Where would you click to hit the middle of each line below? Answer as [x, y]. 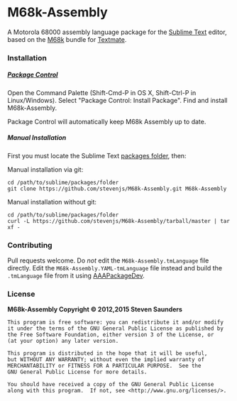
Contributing [30, 245]
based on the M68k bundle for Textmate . [67, 39]
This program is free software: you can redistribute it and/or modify [115, 323]
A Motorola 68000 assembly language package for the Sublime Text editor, [117, 32]
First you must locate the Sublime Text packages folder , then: [97, 155]
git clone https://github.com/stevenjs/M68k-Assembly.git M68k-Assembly [117, 189]
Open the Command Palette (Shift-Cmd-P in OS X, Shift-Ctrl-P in [102, 92]
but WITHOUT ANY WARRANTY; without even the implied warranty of [106, 360]
